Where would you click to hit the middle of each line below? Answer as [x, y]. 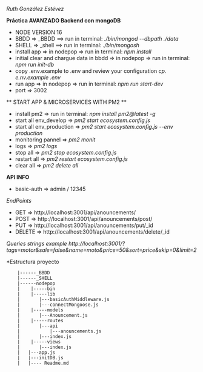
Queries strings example [37, 243]
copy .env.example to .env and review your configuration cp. [91, 71]
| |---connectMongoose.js [58, 305]
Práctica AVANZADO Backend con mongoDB [64, 20]
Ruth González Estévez [35, 9]
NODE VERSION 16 [38, 32]
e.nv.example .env [38, 77]
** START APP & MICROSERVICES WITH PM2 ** [67, 102]
